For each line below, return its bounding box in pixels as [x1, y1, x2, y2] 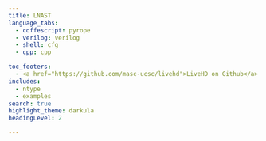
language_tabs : [8, 19, 59, 27]
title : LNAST [8, 11, 52, 20]
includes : [8, 77, 41, 86]
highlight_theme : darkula [8, 107, 94, 115]
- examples [15, 92, 52, 100]
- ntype [15, 85, 41, 93]
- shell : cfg [15, 41, 59, 49]
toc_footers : [8, 63, 52, 71]
